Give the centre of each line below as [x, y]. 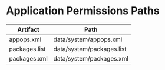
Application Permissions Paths [83, 11]
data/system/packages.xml [91, 58]
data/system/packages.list [90, 49]
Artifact [28, 29]
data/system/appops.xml [88, 39]
